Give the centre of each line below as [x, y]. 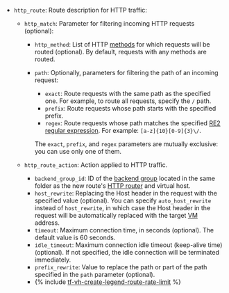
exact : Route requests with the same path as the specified [128, 94]
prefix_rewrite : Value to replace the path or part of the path [121, 267]
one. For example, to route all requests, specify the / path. [128, 101]
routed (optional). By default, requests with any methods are [120, 52]
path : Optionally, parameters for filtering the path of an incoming [126, 73]
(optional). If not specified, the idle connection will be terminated [127, 252]
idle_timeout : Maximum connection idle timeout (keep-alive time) [128, 245]
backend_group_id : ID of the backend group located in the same [125, 178]
